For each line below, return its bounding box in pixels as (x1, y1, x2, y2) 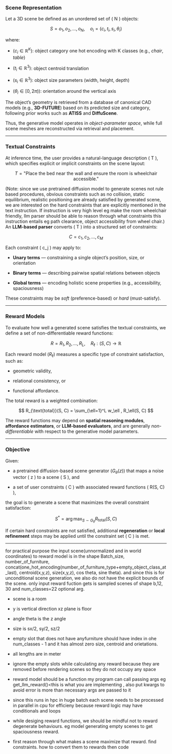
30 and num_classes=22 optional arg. (5, 586, 85, 592)
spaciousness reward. (12, 729, 60, 735)
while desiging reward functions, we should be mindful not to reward (12, 718, 158, 724)
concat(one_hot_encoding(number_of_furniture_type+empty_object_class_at (5, 564, 166, 570)
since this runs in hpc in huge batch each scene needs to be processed (12, 697, 164, 703)
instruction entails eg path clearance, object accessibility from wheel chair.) (5, 218, 165, 224)
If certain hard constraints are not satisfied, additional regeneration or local (5, 528, 165, 534)
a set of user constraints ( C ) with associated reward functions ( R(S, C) (12, 484, 165, 490)
